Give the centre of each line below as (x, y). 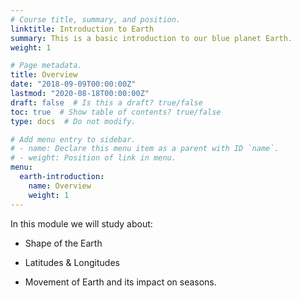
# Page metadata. (46, 66)
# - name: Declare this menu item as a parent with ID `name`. (145, 149)
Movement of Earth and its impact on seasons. (120, 282)
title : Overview (44, 75)
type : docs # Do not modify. (73, 121)
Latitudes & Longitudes (72, 262)
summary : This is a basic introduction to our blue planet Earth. (151, 38)
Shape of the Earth (63, 243)
